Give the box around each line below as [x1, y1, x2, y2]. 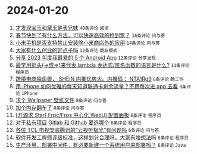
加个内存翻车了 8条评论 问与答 [15, 104, 85, 111]
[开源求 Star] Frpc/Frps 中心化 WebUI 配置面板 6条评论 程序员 [15, 111, 162, 118]
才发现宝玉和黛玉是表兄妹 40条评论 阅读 [15, 24, 109, 31]
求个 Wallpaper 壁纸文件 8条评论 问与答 [15, 96, 107, 103]
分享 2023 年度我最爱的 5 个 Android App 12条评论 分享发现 [15, 54, 157, 61]
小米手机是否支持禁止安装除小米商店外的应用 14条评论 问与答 [15, 39, 160, 46]
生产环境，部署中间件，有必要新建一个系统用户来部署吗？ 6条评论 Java [15, 141, 186, 148]
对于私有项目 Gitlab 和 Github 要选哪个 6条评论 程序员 [15, 119, 142, 126]
